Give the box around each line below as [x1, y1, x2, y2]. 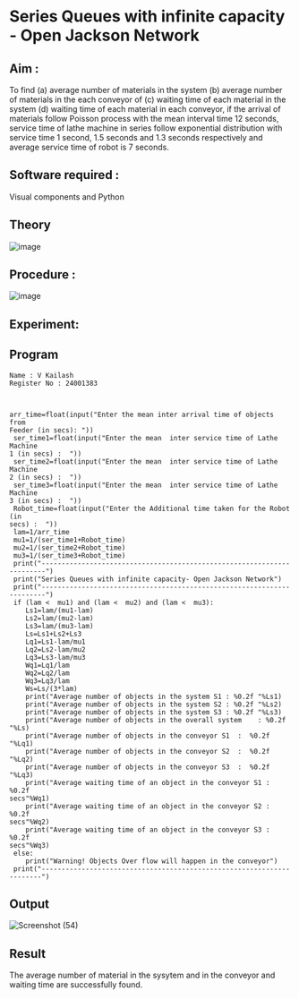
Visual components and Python [9, 191, 125, 202]
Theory [9, 218, 52, 233]
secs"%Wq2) [9, 817, 50, 826]
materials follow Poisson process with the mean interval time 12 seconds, [9, 114, 279, 124]
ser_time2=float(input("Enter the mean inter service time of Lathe [13, 457, 278, 466]
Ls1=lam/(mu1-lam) [25, 606, 94, 615]
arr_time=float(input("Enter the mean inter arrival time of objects [9, 410, 275, 419]
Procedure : [9, 267, 76, 283]
